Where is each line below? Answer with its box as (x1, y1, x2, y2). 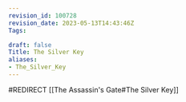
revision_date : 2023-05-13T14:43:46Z (8, 19, 135, 27)
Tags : (8, 26, 26, 34)
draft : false (8, 41, 52, 49)
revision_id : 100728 (8, 11, 78, 20)
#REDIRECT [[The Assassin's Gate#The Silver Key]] (8, 84, 179, 94)
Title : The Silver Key (8, 49, 84, 57)
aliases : (8, 56, 38, 64)
